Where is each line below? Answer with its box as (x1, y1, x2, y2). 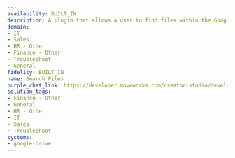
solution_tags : (7, 88, 52, 95)
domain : (7, 23, 30, 30)
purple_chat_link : (7, 82, 61, 89)
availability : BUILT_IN (7, 10, 77, 17)
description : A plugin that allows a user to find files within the (7, 17, 211, 24)
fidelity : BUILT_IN (7, 69, 64, 76)
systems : (7, 134, 33, 141)
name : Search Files (7, 75, 64, 82)
